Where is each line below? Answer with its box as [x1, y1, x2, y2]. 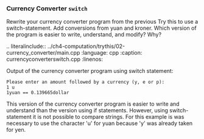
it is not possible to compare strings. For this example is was [32, 114, 185, 121]
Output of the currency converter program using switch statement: [6, 67, 174, 75]
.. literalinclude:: [6, 42, 47, 50]
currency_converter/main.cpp [6, 49, 80, 56]
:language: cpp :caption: [81, 49, 142, 56]
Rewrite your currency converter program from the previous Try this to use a [6, 18, 199, 25]
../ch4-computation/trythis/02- [47, 42, 125, 50]
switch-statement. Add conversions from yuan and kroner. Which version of [6, 24, 197, 32]
